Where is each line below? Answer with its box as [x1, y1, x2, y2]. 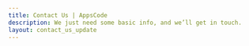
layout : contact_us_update [8, 26, 97, 34]
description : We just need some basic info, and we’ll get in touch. [8, 19, 243, 27]
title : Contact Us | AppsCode [8, 11, 108, 19]
